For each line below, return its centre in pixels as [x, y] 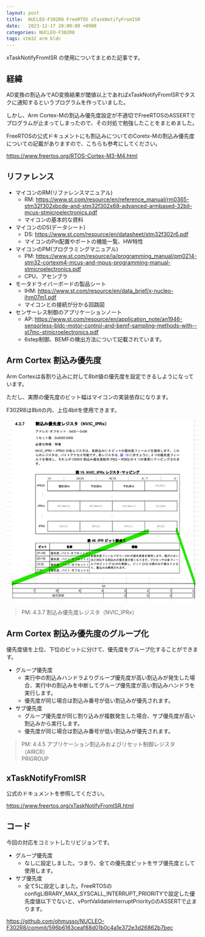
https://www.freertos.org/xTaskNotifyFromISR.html [70, 806]
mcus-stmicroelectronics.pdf [61, 212]
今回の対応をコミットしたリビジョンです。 [59, 842]
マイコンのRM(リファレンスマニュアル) [64, 192]
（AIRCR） [35, 752]
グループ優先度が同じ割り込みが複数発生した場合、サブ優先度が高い [110, 716]
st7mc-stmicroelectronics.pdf [61, 332]
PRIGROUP [35, 759]
